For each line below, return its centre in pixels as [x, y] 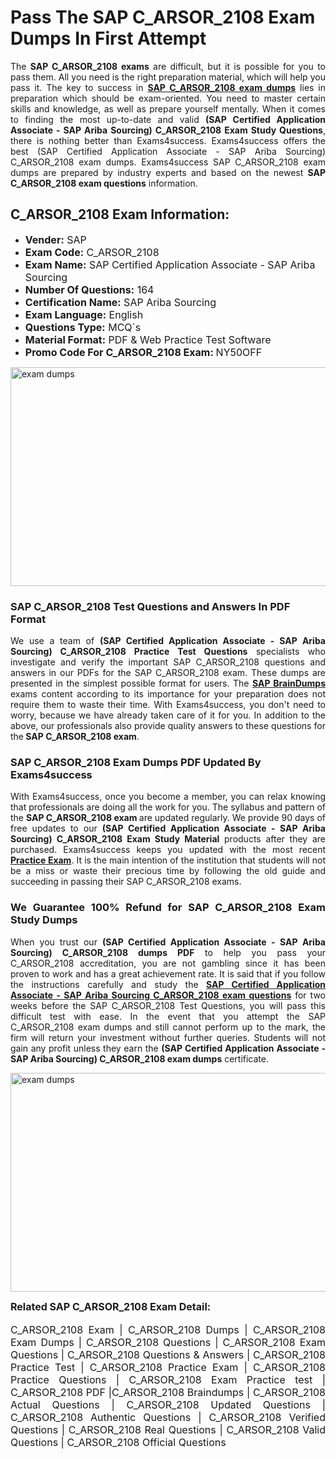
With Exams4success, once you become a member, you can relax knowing [168, 797]
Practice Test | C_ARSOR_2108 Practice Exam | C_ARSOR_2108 [168, 1367]
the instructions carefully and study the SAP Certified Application [168, 984]
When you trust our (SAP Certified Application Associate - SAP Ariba [168, 942]
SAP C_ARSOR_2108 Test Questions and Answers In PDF [150, 606]
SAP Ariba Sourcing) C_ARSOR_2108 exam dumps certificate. [139, 1058]
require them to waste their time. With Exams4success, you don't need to [168, 705]
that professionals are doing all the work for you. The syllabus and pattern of [168, 807]
